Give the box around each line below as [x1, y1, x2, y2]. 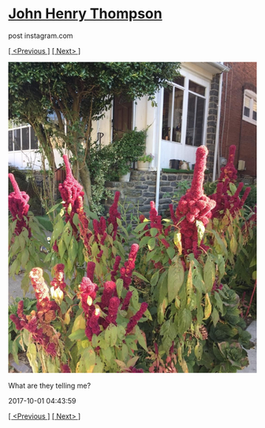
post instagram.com [8, 31, 73, 40]
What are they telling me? [8, 381, 91, 391]
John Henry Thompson [8, 5, 163, 23]
